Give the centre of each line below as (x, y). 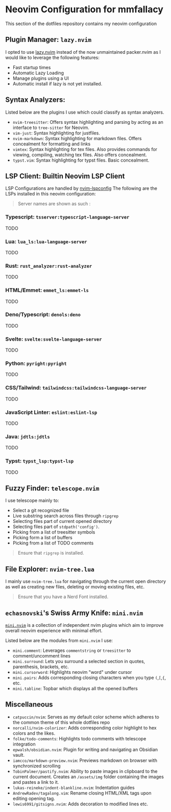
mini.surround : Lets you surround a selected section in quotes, (79, 662)
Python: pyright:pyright (36, 363)
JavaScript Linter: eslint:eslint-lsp (51, 412)
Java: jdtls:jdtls (28, 436)
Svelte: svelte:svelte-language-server (54, 339)
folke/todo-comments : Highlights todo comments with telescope (79, 738)
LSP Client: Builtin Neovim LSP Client (65, 176)
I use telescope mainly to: (32, 500)
